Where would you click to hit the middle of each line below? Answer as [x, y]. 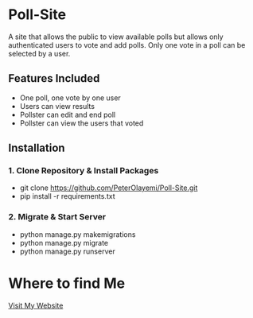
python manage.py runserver [67, 251]
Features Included [54, 78]
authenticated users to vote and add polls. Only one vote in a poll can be [127, 45]
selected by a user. [39, 53]
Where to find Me [67, 283]
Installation [37, 148]
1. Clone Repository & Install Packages [84, 171]
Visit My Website [36, 305]
